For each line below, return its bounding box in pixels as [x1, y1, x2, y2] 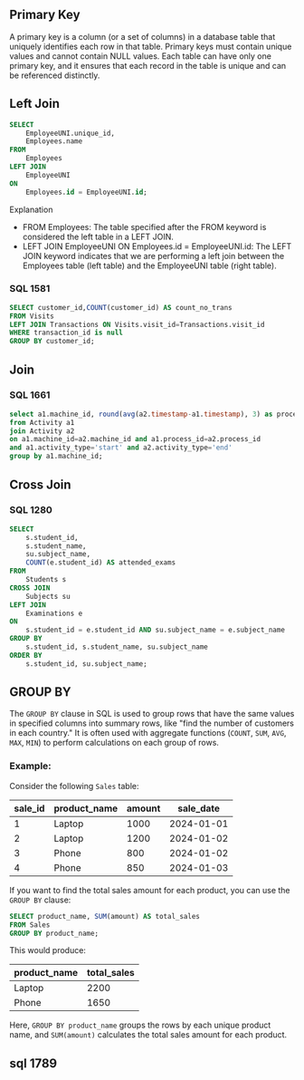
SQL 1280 [9, 504, 52, 516]
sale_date [177, 802, 220, 815]
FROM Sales [9, 920, 51, 930]
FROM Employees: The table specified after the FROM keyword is [22, 221, 267, 232]
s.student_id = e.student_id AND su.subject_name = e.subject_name [25, 625, 285, 635]
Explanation [9, 204, 53, 215]
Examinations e [25, 609, 83, 618]
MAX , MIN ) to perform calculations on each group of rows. [9, 738, 220, 748]
